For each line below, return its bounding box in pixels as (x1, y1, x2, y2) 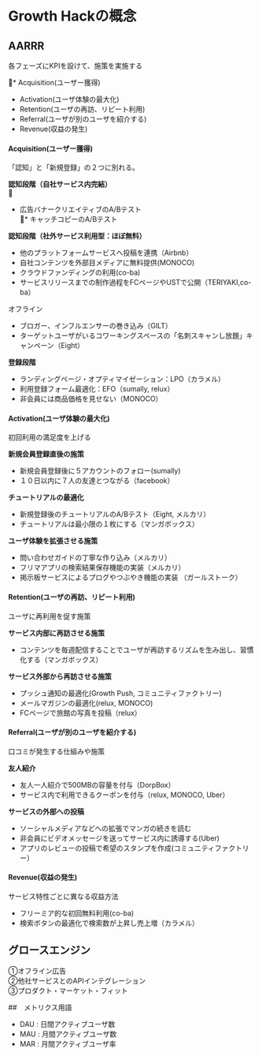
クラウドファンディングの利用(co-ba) (19, 268, 141, 277)
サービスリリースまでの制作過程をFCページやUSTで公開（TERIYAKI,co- (19, 278, 252, 287)
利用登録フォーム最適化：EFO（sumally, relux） (19, 384, 175, 394)
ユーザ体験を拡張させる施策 (8, 536, 98, 545)
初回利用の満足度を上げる (8, 433, 91, 442)
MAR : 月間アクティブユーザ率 (19, 1039, 116, 1048)
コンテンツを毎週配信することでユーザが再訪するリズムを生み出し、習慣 (19, 645, 254, 654)
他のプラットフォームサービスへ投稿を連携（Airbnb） (19, 248, 194, 257)
